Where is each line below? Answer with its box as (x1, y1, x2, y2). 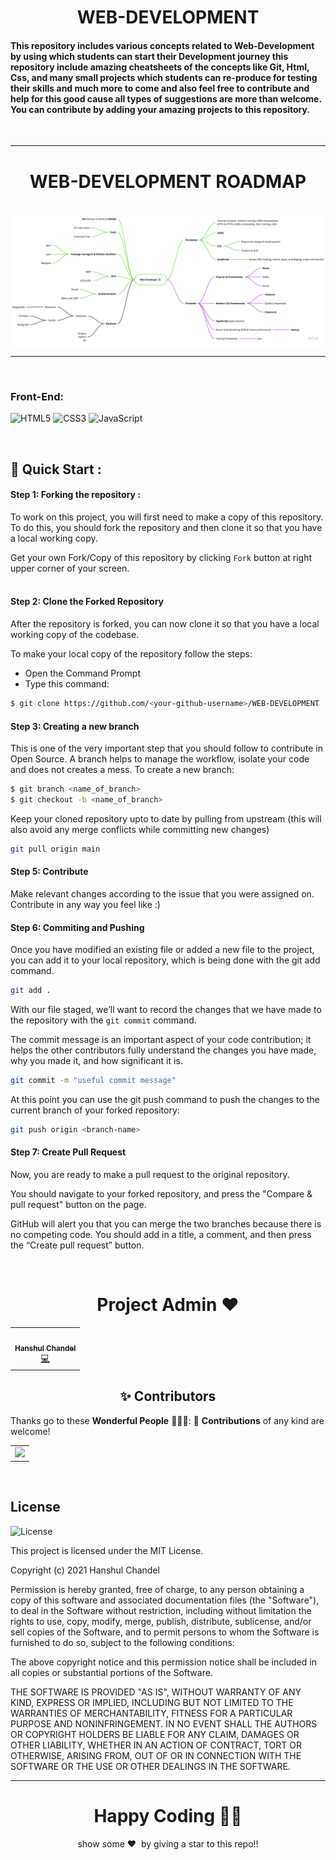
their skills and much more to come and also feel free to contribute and (10, 82, 310, 94)
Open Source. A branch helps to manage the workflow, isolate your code (10, 753, 310, 765)
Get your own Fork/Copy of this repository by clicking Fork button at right (10, 551, 313, 563)
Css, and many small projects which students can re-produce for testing (10, 71, 318, 83)
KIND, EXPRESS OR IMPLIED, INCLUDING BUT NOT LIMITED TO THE (10, 1696, 294, 1708)
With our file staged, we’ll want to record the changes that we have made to (10, 1004, 322, 1016)
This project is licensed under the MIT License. (10, 1544, 204, 1556)
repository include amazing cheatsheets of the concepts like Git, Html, (10, 61, 310, 73)
